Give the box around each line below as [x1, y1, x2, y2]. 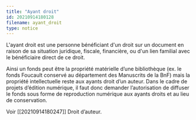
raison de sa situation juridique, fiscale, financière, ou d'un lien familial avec [6, 48, 190, 55]
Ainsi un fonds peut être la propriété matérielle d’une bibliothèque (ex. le [6, 66, 182, 73]
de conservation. [6, 97, 47, 104]
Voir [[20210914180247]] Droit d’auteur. [6, 108, 102, 115]
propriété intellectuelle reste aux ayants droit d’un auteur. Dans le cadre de [6, 78, 188, 85]
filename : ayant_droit [6, 20, 62, 25]
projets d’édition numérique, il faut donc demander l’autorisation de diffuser [6, 84, 190, 92]
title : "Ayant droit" [6, 8, 60, 15]
